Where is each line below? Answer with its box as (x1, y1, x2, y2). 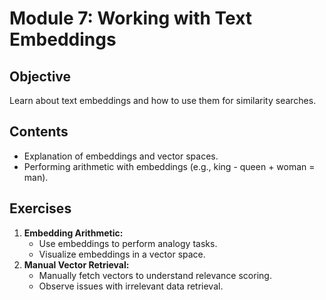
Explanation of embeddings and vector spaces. (23, 150, 219, 162)
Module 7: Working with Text (9, 7, 253, 30)
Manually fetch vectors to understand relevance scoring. (38, 269, 272, 281)
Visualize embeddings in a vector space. (38, 248, 206, 260)
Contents (9, 123, 69, 141)
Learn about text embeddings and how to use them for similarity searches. (9, 95, 317, 106)
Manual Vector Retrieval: (23, 258, 130, 271)
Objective (9, 68, 72, 85)
